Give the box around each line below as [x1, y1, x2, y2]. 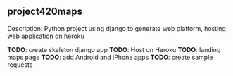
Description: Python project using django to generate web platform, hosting [7, 24, 227, 32]
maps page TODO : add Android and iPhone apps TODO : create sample [7, 53, 213, 61]
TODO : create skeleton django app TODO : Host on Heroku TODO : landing [7, 45, 221, 53]
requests [7, 60, 33, 69]
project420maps [7, 6, 83, 18]
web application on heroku [7, 32, 84, 40]
